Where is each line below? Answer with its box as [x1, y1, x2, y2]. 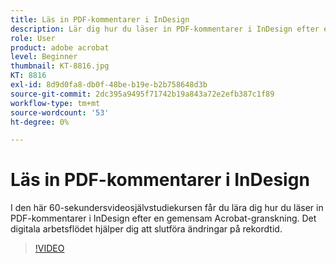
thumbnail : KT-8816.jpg [10, 61, 110, 71]
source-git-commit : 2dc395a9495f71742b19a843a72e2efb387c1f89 [10, 89, 275, 99]
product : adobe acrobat [10, 42, 110, 53]
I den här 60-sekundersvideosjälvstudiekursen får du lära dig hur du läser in [10, 202, 324, 214]
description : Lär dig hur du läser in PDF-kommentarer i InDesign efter [10, 24, 320, 34]
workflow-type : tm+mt [10, 98, 101, 108]
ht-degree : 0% [10, 117, 70, 127]
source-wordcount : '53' [10, 107, 110, 118]
